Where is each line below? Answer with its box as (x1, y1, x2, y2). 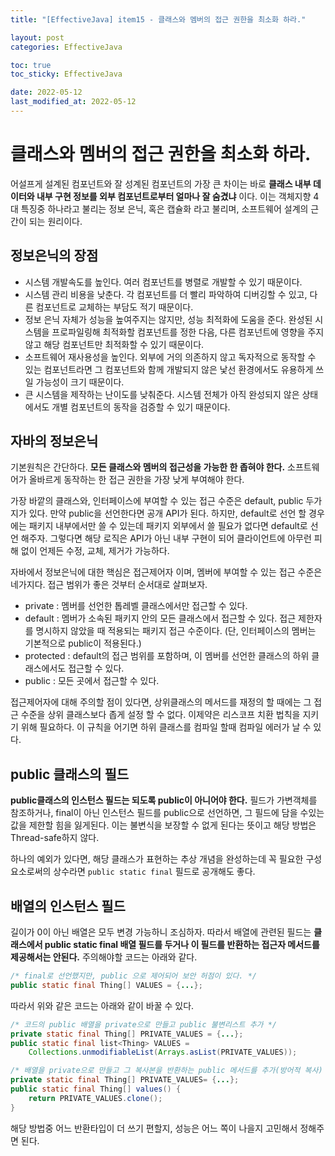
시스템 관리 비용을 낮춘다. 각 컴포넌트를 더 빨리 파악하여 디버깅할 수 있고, (24, 288, 308, 300)
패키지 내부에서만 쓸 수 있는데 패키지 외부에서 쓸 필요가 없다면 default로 (28, 520, 308, 532)
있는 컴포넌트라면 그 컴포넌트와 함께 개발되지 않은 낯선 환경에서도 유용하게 (24, 363, 314, 375)
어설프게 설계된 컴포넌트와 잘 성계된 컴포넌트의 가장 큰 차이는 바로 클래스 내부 (10, 177, 312, 190)
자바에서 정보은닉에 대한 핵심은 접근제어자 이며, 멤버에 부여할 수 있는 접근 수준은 (10, 566, 323, 578)
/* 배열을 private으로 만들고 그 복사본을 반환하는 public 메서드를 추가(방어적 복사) (10, 1066, 323, 1076)
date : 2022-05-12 (10, 87, 83, 98)
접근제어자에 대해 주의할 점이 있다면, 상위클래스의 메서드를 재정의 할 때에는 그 (10, 696, 312, 708)
